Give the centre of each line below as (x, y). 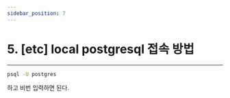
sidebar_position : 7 (37, 13)
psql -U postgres (32, 74)
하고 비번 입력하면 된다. (38, 88)
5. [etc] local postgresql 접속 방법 (101, 49)
